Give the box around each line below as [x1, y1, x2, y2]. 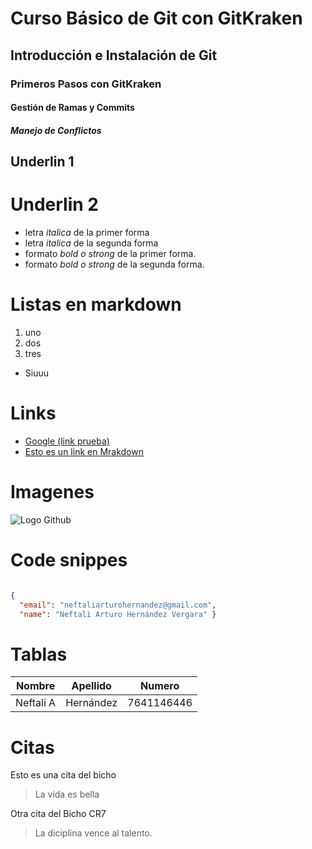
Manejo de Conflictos [10, 124, 102, 136]
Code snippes [10, 549, 128, 572]
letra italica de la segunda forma [24, 237, 159, 249]
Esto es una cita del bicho [10, 769, 117, 781]
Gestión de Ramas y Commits [10, 102, 135, 114]
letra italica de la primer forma [24, 227, 150, 239]
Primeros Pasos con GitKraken [10, 77, 162, 91]
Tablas [10, 643, 68, 666]
